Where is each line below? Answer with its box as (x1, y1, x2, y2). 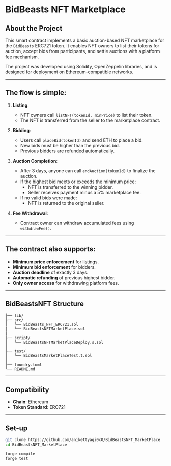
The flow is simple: (5, 88, 67, 97)
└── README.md (5, 367, 36, 372)
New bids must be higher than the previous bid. (20, 142, 120, 148)
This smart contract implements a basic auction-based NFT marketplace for (5, 37, 164, 43)
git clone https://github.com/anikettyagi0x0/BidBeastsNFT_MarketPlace (5, 437, 160, 443)
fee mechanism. (5, 54, 39, 60)
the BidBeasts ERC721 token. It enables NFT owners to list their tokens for (5, 43, 159, 49)
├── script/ (5, 335, 31, 341)
